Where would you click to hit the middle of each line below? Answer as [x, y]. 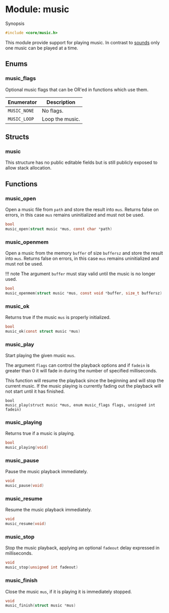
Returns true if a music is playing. [40, 433]
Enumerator [22, 102]
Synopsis [15, 23]
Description [61, 102]
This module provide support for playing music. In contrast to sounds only [82, 42]
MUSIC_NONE [21, 111]
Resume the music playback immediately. [49, 510]
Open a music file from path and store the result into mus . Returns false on [82, 209]
